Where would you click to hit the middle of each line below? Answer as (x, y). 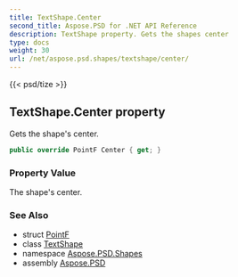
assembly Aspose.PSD (64, 263)
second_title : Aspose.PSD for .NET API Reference (103, 26)
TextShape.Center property (87, 112)
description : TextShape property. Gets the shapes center (119, 34)
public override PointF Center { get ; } (86, 150)
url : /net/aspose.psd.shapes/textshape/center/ (99, 59)
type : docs (29, 42)
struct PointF (45, 235)
